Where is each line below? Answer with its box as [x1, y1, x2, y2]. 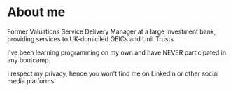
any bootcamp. [7, 55, 51, 64]
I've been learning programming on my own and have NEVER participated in [7, 48, 226, 57]
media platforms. [7, 76, 56, 85]
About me [7, 4, 66, 20]
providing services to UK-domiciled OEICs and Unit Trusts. [7, 34, 176, 43]
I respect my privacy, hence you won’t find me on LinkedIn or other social [7, 69, 219, 78]
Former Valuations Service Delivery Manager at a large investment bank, [7, 27, 216, 36]
